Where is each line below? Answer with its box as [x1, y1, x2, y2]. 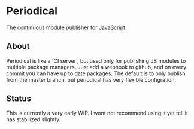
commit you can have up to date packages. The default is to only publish [6, 70, 186, 77]
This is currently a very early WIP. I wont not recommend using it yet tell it [6, 109, 189, 116]
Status [6, 94, 32, 104]
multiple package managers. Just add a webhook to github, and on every [6, 63, 187, 70]
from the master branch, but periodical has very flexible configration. [6, 76, 177, 83]
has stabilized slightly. [6, 115, 61, 123]
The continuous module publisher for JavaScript [6, 24, 126, 31]
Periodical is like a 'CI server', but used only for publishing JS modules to [6, 57, 186, 64]
